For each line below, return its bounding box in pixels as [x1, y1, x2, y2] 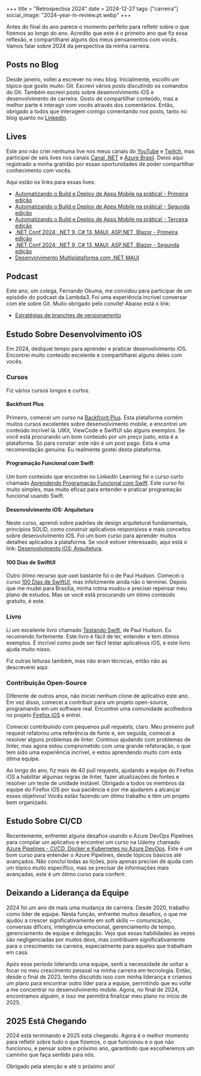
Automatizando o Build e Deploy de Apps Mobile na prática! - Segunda [14, 203, 190, 210]
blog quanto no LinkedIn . [6, 114, 68, 121]
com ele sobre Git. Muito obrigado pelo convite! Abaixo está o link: [6, 300, 171, 308]
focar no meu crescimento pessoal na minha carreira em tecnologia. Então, [6, 966, 192, 974]
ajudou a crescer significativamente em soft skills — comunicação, [6, 917, 172, 924]
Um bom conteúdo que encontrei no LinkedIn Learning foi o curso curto [6, 472, 184, 480]
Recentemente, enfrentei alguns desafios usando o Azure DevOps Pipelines [6, 832, 194, 839]
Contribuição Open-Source [6, 678, 87, 687]
